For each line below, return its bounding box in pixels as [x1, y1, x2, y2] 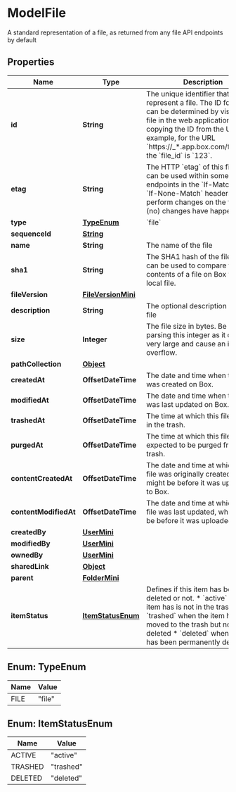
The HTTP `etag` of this [146, 162, 223, 172]
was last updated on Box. [146, 399, 230, 409]
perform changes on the [146, 197, 226, 207]
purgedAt [11, 440, 44, 450]
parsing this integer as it [146, 329, 226, 339]
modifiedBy [11, 539, 51, 548]
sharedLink [11, 561, 49, 571]
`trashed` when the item [146, 610, 225, 620]
